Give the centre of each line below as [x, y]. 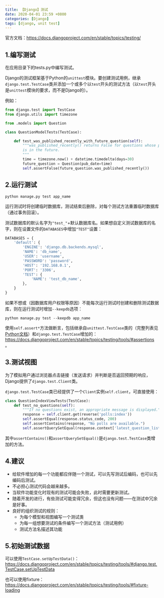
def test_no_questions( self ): [45, 405]
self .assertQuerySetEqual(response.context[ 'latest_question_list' [92, 428]
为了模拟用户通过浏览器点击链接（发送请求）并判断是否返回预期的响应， [78, 375]
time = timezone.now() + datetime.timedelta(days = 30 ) [78, 159]
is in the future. [41, 150]
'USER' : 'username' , [43, 256]
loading [13, 590]
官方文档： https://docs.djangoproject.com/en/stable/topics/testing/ [73, 38]
